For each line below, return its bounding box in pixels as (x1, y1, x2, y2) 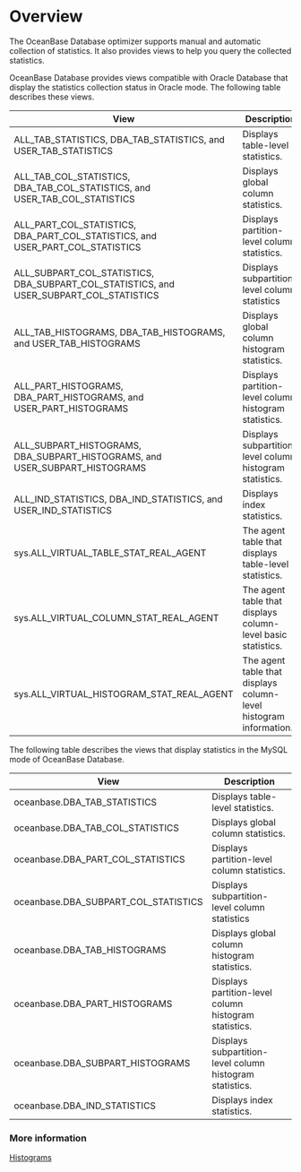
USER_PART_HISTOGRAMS (13, 401, 129, 414)
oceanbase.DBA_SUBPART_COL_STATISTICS (13, 895, 203, 908)
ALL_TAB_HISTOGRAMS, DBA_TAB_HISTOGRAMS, (13, 325, 226, 338)
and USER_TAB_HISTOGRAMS (13, 337, 141, 349)
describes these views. (9, 91, 95, 102)
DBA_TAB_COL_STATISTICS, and (13, 181, 150, 194)
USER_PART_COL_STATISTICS (13, 240, 142, 253)
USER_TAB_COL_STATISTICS (13, 193, 136, 205)
